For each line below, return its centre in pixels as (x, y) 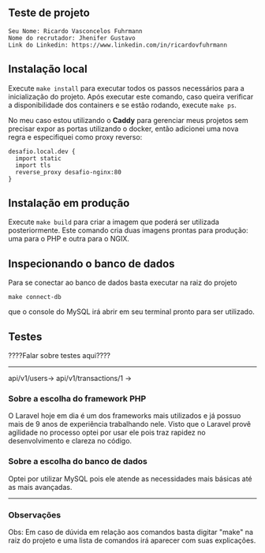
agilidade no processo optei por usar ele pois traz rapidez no (107, 432)
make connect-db (35, 297)
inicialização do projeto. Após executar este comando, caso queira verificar (131, 96)
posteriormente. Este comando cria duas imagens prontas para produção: (128, 230)
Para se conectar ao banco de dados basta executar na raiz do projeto (123, 282)
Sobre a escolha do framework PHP (77, 398)
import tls (33, 165)
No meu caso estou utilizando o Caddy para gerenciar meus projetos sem (128, 120)
